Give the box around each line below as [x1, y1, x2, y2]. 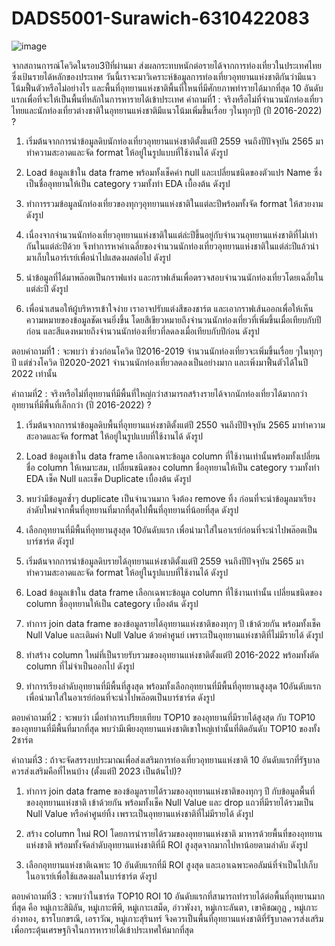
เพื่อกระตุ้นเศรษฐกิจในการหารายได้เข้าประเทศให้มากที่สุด [11, 923, 194, 936]
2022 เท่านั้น [11, 367, 58, 379]
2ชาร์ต [11, 733, 34, 746]
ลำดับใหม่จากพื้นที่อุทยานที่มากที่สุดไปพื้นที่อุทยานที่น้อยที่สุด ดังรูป [25, 503, 239, 516]
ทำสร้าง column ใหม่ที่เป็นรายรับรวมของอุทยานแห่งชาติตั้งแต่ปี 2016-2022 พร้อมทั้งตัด [25, 648, 319, 661]
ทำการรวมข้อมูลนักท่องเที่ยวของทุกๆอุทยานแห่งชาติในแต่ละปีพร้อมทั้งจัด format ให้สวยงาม [25, 197, 324, 209]
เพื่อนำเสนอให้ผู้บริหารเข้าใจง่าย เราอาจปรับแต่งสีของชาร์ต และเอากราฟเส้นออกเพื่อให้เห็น [25, 302, 314, 314]
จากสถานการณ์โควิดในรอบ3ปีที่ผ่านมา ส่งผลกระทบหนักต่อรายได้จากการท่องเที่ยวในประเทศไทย [11, 59, 323, 71]
